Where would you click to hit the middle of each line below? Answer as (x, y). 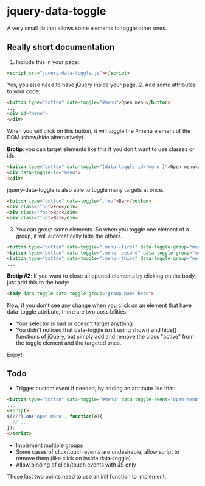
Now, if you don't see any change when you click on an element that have (99, 305)
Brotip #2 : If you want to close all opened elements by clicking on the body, (102, 276)
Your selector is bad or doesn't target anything (74, 323)
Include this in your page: (47, 62)
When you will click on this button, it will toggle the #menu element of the (99, 131)
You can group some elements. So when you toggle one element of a (102, 230)
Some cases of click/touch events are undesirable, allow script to (98, 451)
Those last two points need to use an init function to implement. (87, 476)
